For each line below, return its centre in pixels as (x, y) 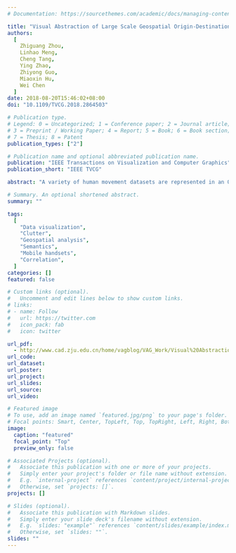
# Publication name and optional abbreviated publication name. (103, 156)
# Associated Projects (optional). (59, 461)
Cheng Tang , (37, 59)
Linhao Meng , (39, 53)
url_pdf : (20, 344)
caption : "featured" (44, 435)
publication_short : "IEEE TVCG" (54, 169)
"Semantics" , (39, 247)
